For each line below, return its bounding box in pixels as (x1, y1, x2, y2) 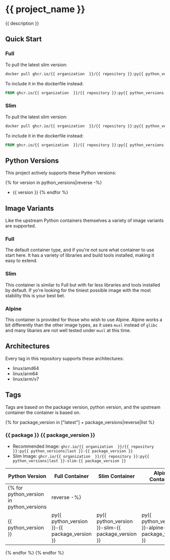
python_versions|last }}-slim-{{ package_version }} (12, 458, 126, 463)
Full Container (54, 473, 90, 480)
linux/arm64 (12, 370, 38, 377)
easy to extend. (5, 258, 38, 264)
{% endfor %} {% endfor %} (5, 549, 64, 555)
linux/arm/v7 (12, 376, 39, 382)
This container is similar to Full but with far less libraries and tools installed (5, 282, 160, 288)
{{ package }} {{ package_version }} (5, 432, 96, 439)
